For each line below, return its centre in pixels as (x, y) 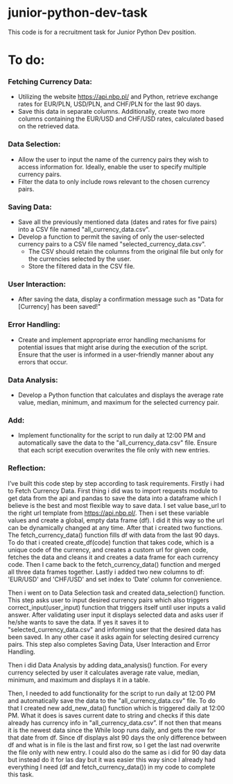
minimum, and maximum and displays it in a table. (79, 680)
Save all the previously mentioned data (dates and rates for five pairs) (118, 222)
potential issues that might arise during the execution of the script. (113, 347)
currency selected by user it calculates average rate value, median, (104, 672)
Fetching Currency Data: (50, 82)
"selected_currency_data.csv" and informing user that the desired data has (115, 629)
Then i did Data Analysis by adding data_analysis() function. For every (108, 665)
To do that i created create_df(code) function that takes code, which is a (111, 542)
